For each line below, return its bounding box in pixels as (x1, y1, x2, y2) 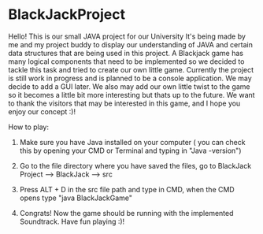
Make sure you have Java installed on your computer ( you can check (19, 137, 246, 147)
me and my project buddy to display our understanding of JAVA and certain (8, 39, 254, 49)
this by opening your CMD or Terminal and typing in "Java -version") (19, 146, 242, 155)
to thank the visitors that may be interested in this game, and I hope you (8, 98, 241, 108)
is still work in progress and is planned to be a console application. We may (8, 73, 252, 83)
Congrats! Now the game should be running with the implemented (19, 208, 234, 217)
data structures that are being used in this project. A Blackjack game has (8, 48, 244, 58)
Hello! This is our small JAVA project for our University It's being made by (8, 32, 246, 41)
